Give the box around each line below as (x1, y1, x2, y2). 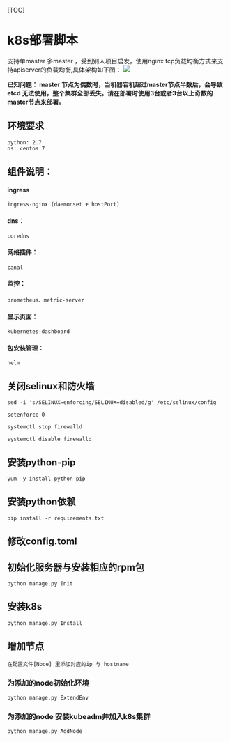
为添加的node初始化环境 (7, 678, 89, 688)
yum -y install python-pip (7, 475, 86, 482)
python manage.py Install (7, 619, 82, 626)
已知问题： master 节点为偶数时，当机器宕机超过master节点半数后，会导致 (7, 80, 223, 88)
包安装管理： (7, 343, 44, 352)
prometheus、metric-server (7, 296, 85, 304)
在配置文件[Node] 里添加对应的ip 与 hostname (7, 660, 129, 667)
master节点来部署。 (7, 98, 65, 106)
